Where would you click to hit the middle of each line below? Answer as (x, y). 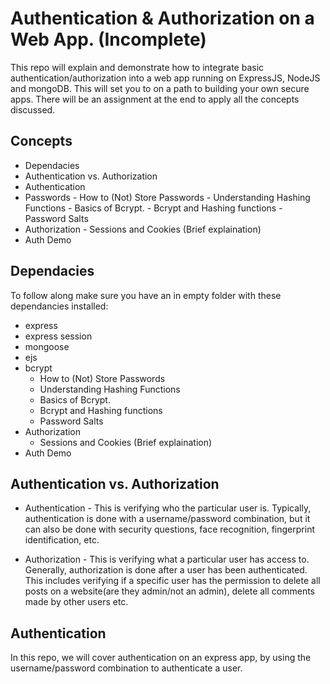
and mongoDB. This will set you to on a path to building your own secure (160, 88)
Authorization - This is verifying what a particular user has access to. (167, 559)
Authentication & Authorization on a (162, 18)
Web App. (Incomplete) (108, 39)
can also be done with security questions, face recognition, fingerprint (169, 529)
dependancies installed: (59, 306)
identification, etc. (62, 540)
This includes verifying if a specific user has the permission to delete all (172, 581)
